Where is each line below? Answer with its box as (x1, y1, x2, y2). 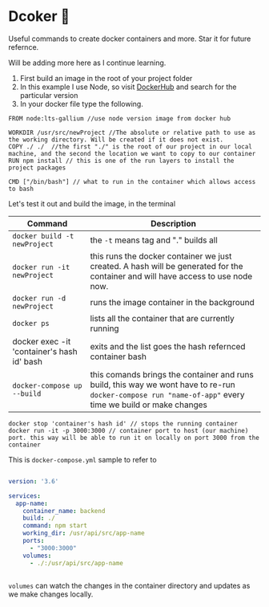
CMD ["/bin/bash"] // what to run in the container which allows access (8, 177, 256, 185)
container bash (90, 351, 147, 362)
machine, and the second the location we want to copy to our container (8, 149, 256, 157)
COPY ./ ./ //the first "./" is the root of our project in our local (8, 142, 252, 151)
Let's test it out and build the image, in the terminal (8, 198, 176, 208)
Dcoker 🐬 (8, 7, 70, 26)
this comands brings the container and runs (90, 369, 254, 380)
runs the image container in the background (90, 296, 255, 308)
